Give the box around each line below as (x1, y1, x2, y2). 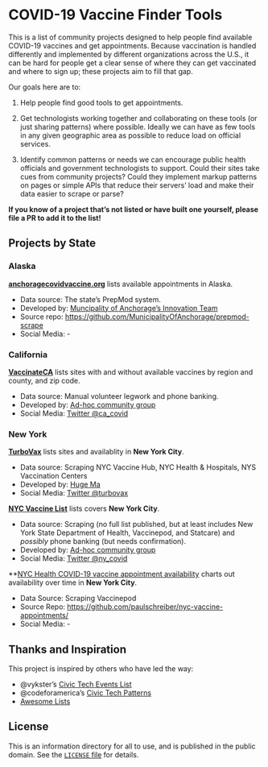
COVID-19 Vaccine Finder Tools (8, 6, 223, 24)
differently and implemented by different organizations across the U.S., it (8, 49, 249, 59)
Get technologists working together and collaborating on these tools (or (19, 113, 258, 122)
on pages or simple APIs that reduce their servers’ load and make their (19, 180, 254, 190)
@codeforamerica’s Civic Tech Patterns (19, 688, 151, 698)
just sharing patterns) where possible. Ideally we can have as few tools (19, 122, 256, 131)
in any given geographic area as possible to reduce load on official (19, 131, 241, 140)
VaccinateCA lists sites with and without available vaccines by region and (8, 367, 254, 376)
